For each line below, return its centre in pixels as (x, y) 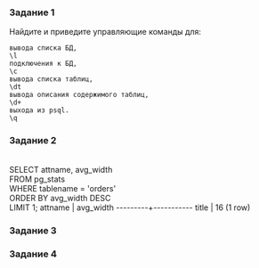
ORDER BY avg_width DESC (60, 198)
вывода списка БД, (43, 48)
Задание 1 (32, 12)
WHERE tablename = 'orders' (63, 188)
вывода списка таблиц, (51, 79)
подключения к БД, (43, 64)
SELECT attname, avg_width (61, 169)
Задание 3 (33, 231)
